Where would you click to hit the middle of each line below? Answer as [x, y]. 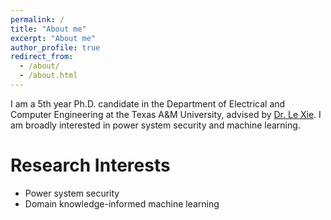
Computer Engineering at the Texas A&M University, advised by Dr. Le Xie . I [166, 114]
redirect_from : [42, 57]
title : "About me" [48, 29]
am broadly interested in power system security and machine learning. [155, 125]
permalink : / [37, 19]
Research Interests [90, 165]
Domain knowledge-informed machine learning [122, 203]
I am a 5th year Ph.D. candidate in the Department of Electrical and [148, 103]
